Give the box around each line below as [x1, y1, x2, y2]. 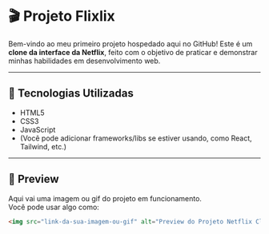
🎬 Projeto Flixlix [8, 7, 116, 26]
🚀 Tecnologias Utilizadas [8, 86, 134, 101]
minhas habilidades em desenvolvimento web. [8, 56, 161, 65]
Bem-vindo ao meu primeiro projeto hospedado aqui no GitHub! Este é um [8, 38, 253, 49]
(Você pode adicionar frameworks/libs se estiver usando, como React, [19, 133, 252, 143]
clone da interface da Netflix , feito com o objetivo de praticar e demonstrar [8, 47, 258, 57]
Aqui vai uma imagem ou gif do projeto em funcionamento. [8, 193, 203, 203]
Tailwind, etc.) [19, 141, 66, 151]
